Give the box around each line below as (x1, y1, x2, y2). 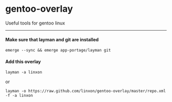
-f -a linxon (5, 93, 33, 98)
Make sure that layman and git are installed (5, 36, 99, 42)
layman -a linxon (5, 70, 42, 75)
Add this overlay (5, 58, 41, 64)
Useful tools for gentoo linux (5, 20, 66, 26)
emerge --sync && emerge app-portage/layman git (5, 48, 111, 53)
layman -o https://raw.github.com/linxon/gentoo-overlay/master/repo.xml (5, 89, 166, 94)
